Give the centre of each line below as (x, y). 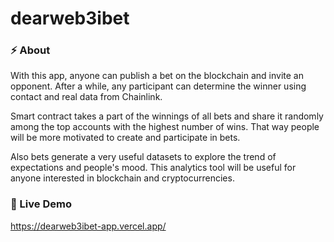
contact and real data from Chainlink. (86, 97)
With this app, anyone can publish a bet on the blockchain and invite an (157, 76)
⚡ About (30, 50)
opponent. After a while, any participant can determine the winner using (158, 86)
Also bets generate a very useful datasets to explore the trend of (143, 157)
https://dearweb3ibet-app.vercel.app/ (88, 226)
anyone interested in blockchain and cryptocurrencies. (122, 178)
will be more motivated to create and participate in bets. (125, 138)
